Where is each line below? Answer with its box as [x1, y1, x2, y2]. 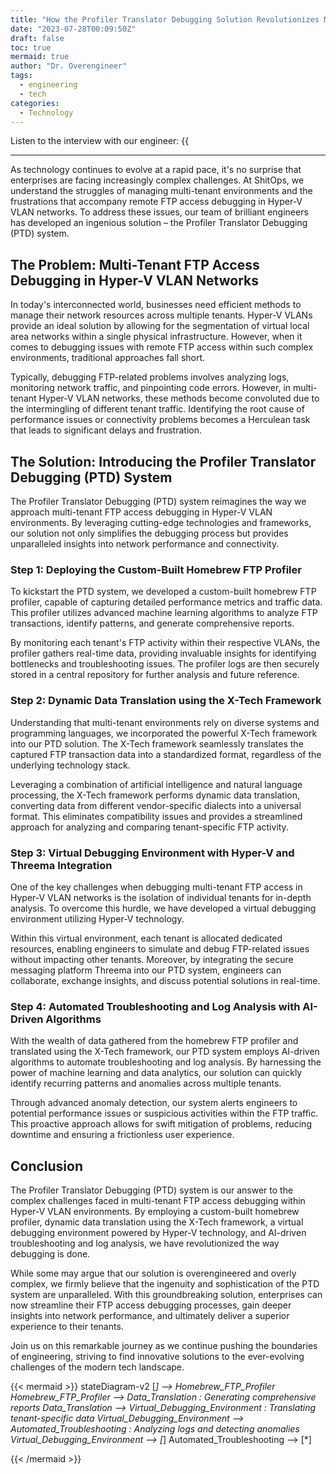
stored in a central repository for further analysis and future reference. [10, 669, 300, 681]
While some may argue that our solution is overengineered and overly [10, 1267, 297, 1279]
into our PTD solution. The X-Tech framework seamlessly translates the [10, 737, 304, 750]
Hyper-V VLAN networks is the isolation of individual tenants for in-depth [10, 891, 312, 903]
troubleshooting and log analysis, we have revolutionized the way [10, 1237, 280, 1249]
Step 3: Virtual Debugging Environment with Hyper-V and [10, 846, 295, 860]
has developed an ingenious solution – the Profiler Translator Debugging [10, 217, 308, 229]
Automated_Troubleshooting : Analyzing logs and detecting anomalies [10, 1423, 300, 1435]
